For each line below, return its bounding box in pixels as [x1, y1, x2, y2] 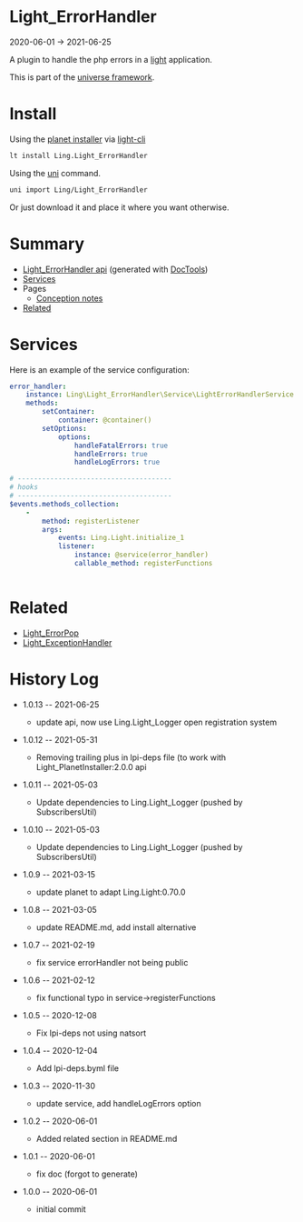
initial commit [35, 1203, 86, 1215]
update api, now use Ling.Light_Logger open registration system [35, 716, 278, 727]
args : [42, 525, 64, 534]
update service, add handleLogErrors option [35, 1097, 201, 1108]
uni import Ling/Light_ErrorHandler [9, 185, 148, 195]
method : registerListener [42, 516, 141, 526]
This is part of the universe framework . [9, 71, 155, 83]
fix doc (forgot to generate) [35, 1168, 139, 1179]
